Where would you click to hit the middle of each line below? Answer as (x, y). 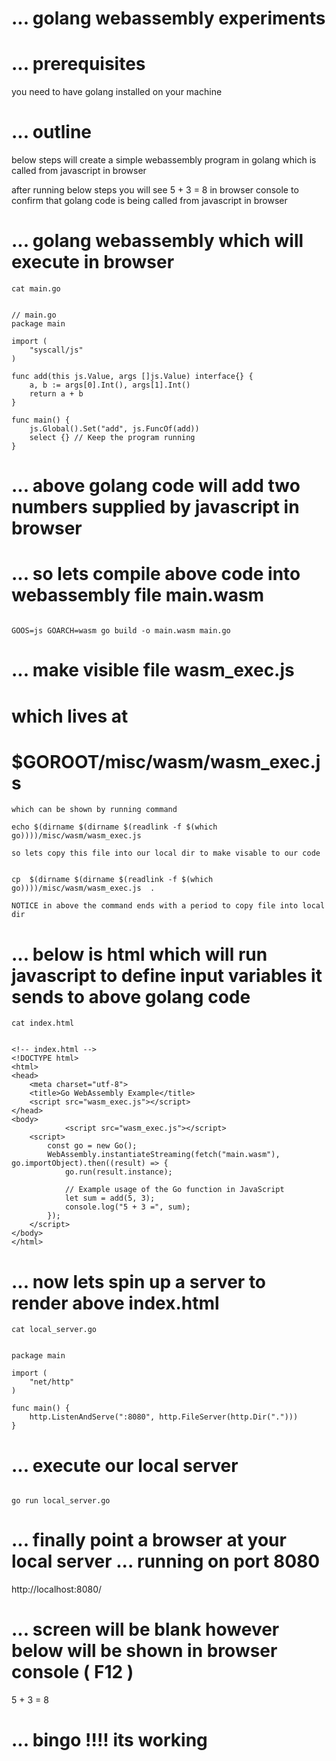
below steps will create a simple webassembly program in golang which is (164, 160)
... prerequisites (78, 64)
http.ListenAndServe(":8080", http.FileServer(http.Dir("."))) (164, 1417)
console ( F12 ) (72, 1672)
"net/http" (52, 1382)
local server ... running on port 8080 (166, 1561)
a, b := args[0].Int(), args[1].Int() (110, 385)
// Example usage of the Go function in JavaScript (174, 1190)
